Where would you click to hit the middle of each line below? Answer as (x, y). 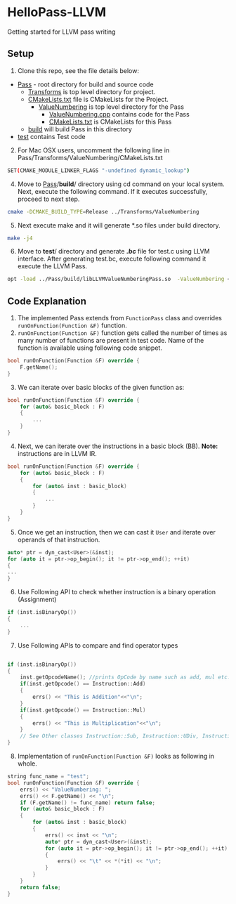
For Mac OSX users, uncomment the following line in (93, 150)
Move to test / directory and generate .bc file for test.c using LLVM (113, 251)
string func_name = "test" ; (48, 777)
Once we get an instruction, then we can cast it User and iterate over (116, 532)
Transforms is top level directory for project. (92, 91)
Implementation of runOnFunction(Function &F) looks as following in (116, 756)
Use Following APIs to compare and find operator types (98, 645)
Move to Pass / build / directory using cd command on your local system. (121, 184)
